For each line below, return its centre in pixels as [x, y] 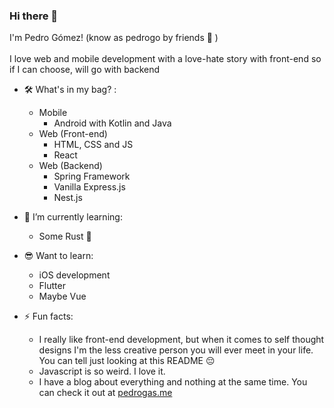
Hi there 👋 [34, 16]
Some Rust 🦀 [65, 236]
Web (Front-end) [73, 134]
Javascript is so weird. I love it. [102, 371]
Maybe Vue [62, 296]
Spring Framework [92, 176]
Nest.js [68, 198]
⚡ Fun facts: [48, 316]
